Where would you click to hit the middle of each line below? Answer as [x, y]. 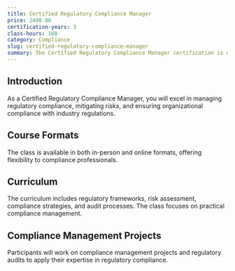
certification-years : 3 [42, 27]
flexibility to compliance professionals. [63, 159]
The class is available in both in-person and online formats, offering [105, 152]
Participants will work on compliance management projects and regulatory [114, 253]
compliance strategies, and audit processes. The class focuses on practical [116, 206]
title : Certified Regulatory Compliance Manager [79, 14]
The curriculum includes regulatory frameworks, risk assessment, [102, 199]
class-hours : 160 [33, 33]
